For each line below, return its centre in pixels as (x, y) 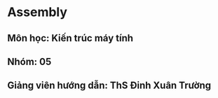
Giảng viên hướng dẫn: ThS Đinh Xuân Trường (109, 86)
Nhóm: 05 (29, 61)
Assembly (38, 12)
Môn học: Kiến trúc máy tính (70, 38)
